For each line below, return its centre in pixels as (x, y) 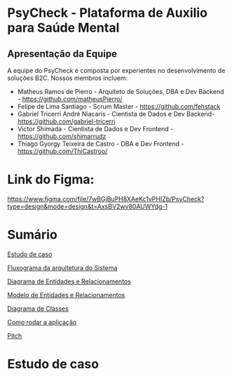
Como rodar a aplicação (42, 322)
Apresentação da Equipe (62, 54)
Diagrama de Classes (38, 308)
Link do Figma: (51, 180)
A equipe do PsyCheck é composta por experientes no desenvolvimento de (116, 70)
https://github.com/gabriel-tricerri (66, 121)
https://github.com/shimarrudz (62, 136)
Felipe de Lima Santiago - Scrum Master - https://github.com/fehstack (119, 106)
